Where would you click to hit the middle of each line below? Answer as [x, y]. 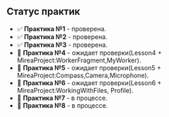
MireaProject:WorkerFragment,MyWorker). [79, 60]
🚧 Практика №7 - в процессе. [62, 98]
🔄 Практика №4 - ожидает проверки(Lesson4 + [89, 52]
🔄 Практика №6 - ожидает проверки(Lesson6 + [89, 83]
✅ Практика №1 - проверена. [62, 28]
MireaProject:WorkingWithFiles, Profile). [75, 90]
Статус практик [43, 12]
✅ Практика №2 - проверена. [62, 37]
